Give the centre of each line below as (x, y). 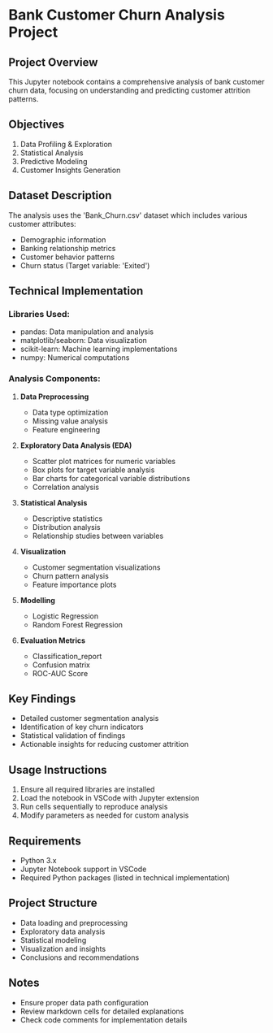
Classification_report (67, 656)
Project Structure (53, 903)
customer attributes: (42, 224)
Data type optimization (70, 412)
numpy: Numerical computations (75, 358)
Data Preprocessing (54, 397)
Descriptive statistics (67, 519)
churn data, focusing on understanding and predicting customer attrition (130, 90)
